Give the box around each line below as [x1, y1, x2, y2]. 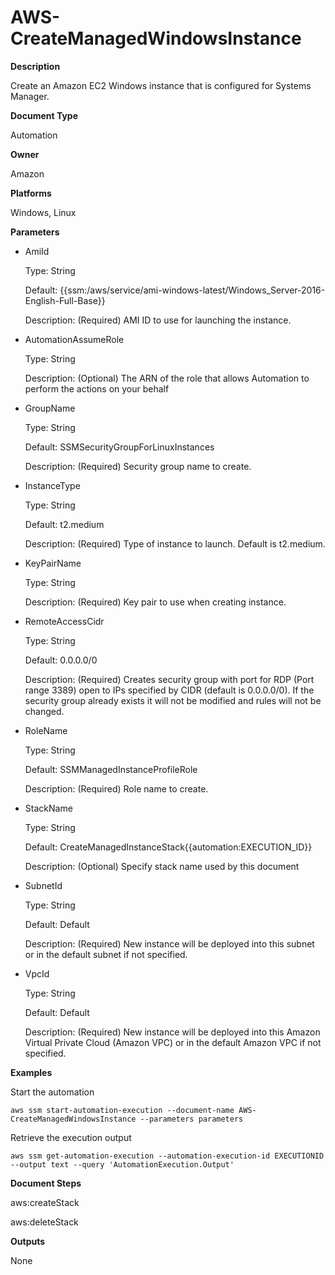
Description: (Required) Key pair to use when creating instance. [24, 596, 287, 608]
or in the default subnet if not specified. [24, 948, 188, 960]
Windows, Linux [10, 206, 77, 218]
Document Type [10, 109, 78, 121]
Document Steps [10, 1177, 82, 1189]
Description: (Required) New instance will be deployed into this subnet [24, 937, 315, 950]
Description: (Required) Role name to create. [24, 782, 209, 795]
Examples [10, 1066, 53, 1078]
